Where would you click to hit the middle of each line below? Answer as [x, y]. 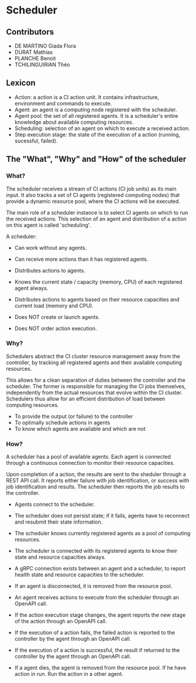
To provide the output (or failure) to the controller [74, 416]
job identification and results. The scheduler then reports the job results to [96, 487]
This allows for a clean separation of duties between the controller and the [96, 380]
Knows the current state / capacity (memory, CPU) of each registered [98, 281]
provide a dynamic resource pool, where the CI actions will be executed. [93, 201]
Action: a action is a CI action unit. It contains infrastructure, [87, 97]
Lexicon [21, 83]
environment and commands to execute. [63, 103]
